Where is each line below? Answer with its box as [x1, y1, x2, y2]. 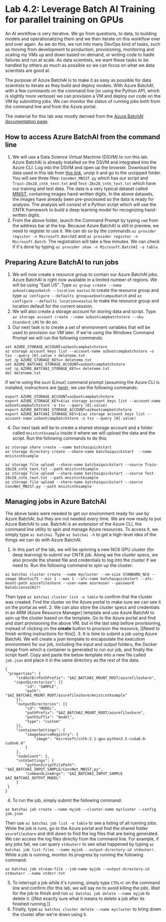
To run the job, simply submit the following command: [12, 797, 122, 804]
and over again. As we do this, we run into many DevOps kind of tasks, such [5, 41, 161, 47]
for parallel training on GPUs [5, 14, 124, 25]
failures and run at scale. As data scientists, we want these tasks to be [5, 57, 149, 63]
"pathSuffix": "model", [25, 715, 74, 720]
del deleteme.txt [5, 370, 41, 375]
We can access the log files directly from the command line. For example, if [5, 836, 159, 842]
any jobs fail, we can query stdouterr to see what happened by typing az [5, 841, 155, 847]
